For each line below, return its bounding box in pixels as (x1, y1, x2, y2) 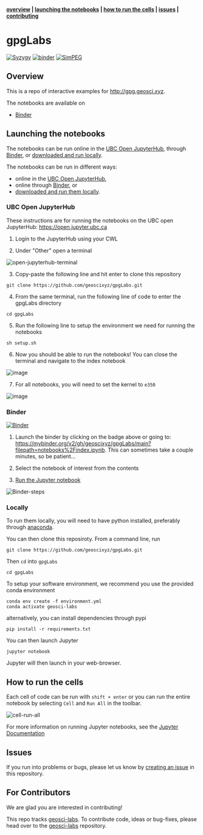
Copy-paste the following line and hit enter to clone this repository (15, 270, 181, 278)
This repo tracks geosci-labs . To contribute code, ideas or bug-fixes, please (6, 816, 198, 823)
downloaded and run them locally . (15, 187, 100, 195)
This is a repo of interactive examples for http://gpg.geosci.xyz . (6, 87, 165, 94)
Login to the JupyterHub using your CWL (15, 235, 119, 242)
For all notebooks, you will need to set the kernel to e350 (15, 380, 156, 388)
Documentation (6, 730, 45, 737)
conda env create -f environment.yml (6, 598, 102, 605)
